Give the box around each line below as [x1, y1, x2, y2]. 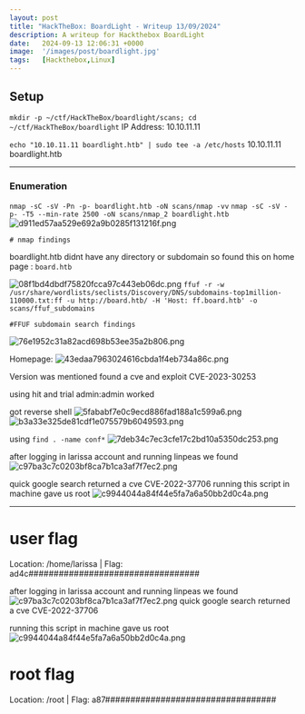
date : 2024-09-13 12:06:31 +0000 [9, 38, 144, 48]
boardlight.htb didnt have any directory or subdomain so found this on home [9, 252, 295, 263]
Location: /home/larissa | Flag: [9, 559, 123, 570]
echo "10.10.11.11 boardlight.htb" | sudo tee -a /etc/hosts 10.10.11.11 [9, 138, 281, 150]
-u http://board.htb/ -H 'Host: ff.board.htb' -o [66, 296, 258, 305]
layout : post [9, 13, 59, 23]
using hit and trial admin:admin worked [9, 389, 155, 400]
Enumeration [9, 179, 68, 192]
